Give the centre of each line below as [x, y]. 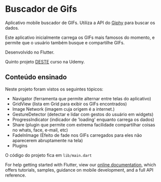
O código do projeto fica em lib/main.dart [48, 155]
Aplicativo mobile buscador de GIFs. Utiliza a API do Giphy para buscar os [80, 23]
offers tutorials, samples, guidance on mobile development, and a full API [79, 170]
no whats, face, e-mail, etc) [40, 130]
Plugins [20, 146]
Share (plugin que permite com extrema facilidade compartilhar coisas [84, 124]
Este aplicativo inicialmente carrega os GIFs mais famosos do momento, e [80, 37]
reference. [16, 175]
